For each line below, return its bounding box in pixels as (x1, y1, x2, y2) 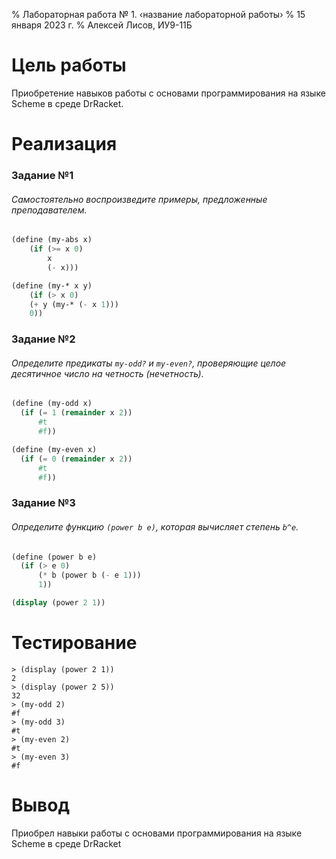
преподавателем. (11, 204, 88, 216)
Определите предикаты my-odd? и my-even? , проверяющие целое (11, 357, 287, 369)
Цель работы (11, 54, 127, 77)
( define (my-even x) (11, 444, 98, 454)
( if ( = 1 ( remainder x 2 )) (20, 408, 133, 418)
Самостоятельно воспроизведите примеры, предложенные (11, 193, 268, 205)
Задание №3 (11, 496, 76, 510)
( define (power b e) (11, 552, 98, 562)
